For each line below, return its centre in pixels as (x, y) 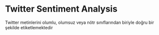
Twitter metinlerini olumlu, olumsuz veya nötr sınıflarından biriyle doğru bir (80, 22)
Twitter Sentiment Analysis (61, 9)
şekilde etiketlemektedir (29, 27)
